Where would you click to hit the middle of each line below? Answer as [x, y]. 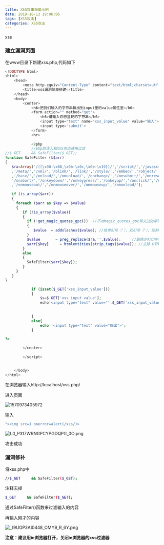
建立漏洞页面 [20, 51]
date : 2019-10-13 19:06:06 [32, 14]
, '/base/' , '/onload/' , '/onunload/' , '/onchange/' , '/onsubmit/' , [77, 176]
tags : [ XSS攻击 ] [21, 19]
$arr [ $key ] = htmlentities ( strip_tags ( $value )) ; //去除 [88, 244]
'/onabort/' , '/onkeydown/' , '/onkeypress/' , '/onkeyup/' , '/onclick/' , [82, 180]
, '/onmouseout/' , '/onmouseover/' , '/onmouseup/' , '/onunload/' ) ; [77, 185]
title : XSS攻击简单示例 [27, 10]
